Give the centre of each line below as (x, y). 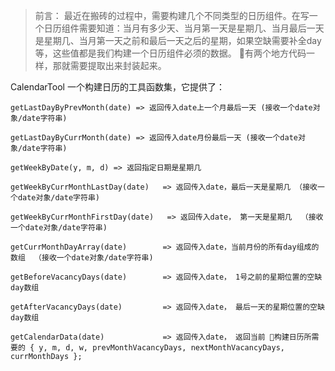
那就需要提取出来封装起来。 (109, 65)
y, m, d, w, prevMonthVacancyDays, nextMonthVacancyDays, (161, 348)
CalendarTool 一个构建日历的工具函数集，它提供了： (117, 87)
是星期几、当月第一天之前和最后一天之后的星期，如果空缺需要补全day (178, 40)
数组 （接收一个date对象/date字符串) (82, 258)
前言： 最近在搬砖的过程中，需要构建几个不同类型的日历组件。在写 (172, 15)
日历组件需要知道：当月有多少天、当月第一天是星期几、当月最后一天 (184, 28)
